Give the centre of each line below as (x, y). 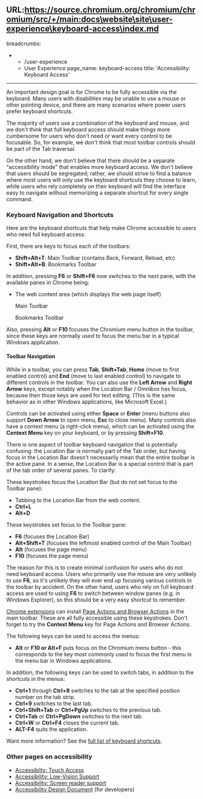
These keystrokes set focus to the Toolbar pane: (66, 525)
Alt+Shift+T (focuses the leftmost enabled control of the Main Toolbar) (103, 543)
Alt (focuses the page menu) (51, 549)
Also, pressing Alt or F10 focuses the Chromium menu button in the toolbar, (100, 330)
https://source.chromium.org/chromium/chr (110, 10)
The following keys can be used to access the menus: (73, 636)
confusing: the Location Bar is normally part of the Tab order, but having (96, 451)
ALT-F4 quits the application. (51, 729)
